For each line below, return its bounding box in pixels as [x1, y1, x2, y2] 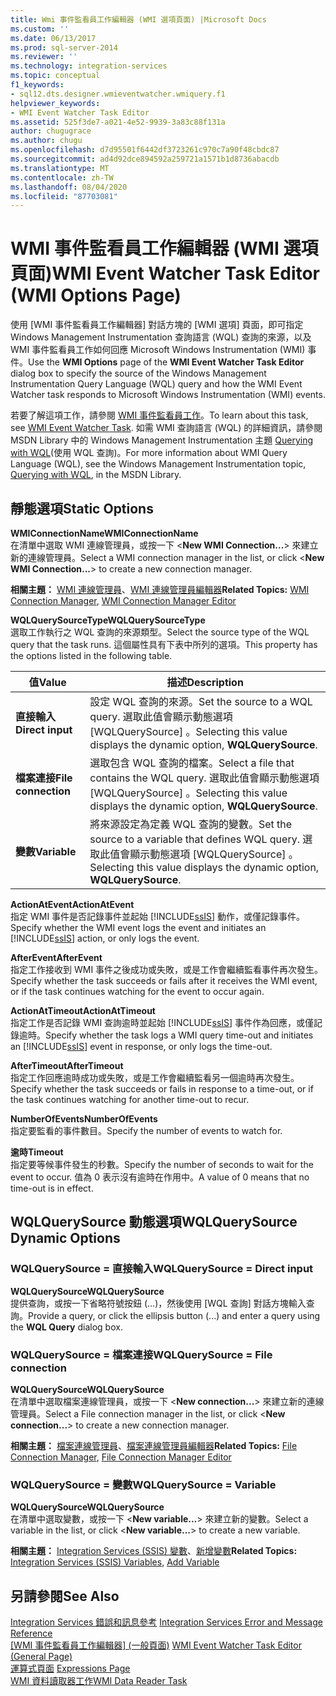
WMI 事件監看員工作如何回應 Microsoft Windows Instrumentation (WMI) [10, 344, 306, 356]
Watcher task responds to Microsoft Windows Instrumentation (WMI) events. [10, 389, 326, 401]
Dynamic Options [10, 1230, 121, 1247]
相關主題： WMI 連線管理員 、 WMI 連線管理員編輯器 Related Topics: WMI [10, 584, 310, 595]
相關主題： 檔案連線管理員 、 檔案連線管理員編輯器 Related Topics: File [10, 1439, 298, 1451]
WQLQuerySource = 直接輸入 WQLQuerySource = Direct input [10, 1262, 314, 1276]
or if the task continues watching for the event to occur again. [10, 986, 265, 997]
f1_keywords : [10, 80, 65, 90]
